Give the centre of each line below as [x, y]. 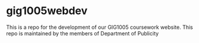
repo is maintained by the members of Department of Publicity [83, 33]
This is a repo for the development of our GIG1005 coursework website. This [99, 27]
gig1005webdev [47, 11]
